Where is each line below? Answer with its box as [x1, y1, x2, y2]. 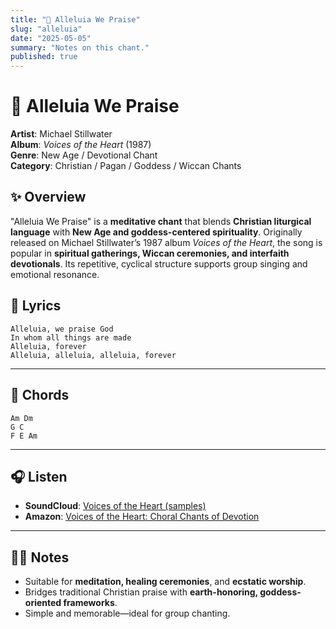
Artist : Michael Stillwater [10, 128, 113, 140]
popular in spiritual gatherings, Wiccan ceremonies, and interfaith [10, 247, 290, 259]
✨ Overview [10, 189, 87, 206]
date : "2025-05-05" [10, 33, 92, 43]
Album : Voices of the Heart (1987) [10, 139, 152, 151]
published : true [10, 52, 78, 62]
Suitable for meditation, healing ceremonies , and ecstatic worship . [24, 576, 307, 588]
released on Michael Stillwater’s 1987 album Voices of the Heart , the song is [10, 236, 323, 248]
